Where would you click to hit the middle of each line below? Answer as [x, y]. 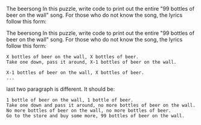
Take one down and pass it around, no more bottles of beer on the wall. [101, 105]
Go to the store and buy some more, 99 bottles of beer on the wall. [96, 116]
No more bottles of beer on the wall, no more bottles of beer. [89, 111]
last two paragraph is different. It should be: [61, 89]
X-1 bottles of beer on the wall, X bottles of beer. [75, 73]
